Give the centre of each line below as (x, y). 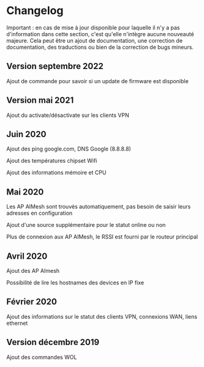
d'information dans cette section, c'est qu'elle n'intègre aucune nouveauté (100, 34)
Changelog (35, 11)
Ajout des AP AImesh (33, 271)
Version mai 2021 (40, 101)
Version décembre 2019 (53, 342)
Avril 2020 (27, 256)
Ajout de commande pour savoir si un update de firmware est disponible (97, 81)
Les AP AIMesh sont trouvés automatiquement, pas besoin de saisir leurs (99, 207)
